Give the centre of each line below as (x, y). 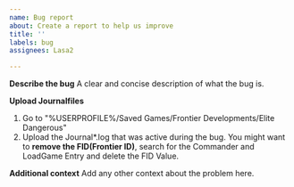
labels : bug (31, 42)
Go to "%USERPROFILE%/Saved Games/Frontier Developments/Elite (148, 118)
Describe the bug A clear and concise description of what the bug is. (137, 84)
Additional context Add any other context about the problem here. (132, 174)
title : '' (28, 34)
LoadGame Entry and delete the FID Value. (101, 156)
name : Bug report (42, 17)
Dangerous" (44, 128)
